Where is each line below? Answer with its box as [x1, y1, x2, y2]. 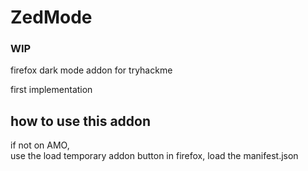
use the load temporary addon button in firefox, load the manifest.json [10, 150, 299, 162]
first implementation [10, 84, 93, 96]
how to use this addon [10, 112, 152, 130]
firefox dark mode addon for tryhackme [10, 64, 173, 76]
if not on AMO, [10, 139, 70, 151]
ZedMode [10, 6, 93, 29]
